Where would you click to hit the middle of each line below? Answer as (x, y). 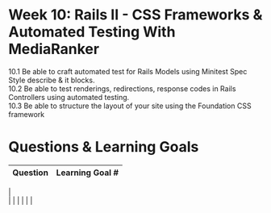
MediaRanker (54, 49)
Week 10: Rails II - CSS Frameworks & (135, 15)
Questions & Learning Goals (104, 147)
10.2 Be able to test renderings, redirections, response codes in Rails (122, 88)
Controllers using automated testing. (69, 97)
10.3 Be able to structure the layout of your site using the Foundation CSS (130, 106)
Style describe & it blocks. (52, 80)
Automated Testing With (92, 32)
